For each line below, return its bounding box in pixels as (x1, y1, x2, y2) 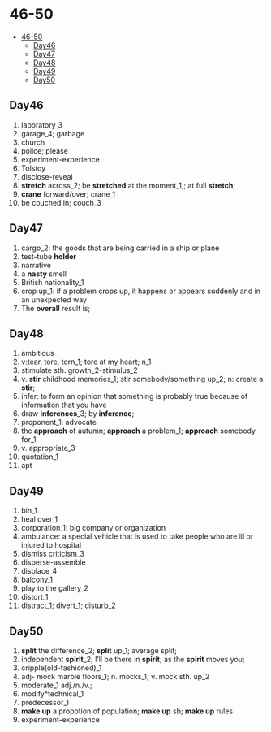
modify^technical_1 (20, 689, 84, 699)
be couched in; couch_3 (20, 197, 102, 207)
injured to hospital (20, 540, 82, 550)
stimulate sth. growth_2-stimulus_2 (20, 366, 139, 375)
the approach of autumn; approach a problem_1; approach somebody (20, 426, 256, 435)
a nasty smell (20, 269, 67, 279)
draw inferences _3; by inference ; (20, 409, 135, 418)
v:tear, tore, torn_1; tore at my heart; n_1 (20, 357, 152, 366)
